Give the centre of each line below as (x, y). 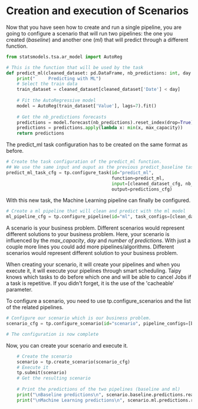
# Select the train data (47, 84)
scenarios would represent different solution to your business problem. (92, 253)
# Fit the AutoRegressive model (56, 101)
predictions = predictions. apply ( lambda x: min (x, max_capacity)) (100, 128)
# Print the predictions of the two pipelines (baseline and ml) (99, 390)
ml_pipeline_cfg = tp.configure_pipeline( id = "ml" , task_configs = (88, 217)
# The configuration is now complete (52, 334)
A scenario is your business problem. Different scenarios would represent (95, 228)
